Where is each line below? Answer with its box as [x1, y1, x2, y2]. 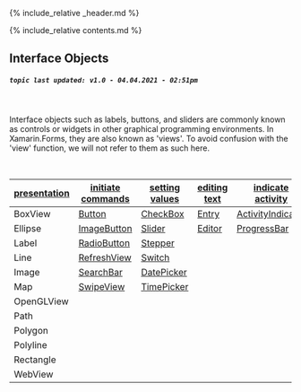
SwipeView [78, 281, 125, 293]
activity [254, 193, 288, 205]
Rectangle [13, 353, 56, 366]
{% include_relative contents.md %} [9, 25, 142, 35]
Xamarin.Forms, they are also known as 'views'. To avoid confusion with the [9, 134, 288, 144]
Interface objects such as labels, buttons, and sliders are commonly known [9, 114, 286, 125]
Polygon [13, 325, 49, 337]
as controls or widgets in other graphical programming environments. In [9, 124, 274, 135]
